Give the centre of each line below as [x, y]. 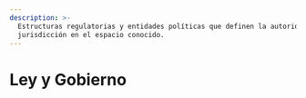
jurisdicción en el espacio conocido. [92, 34]
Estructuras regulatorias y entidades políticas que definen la [142, 26]
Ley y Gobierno [68, 79]
